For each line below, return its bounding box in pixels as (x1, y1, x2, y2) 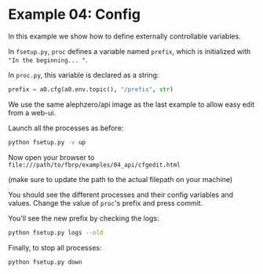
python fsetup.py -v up (8, 138, 86, 146)
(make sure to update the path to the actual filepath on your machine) (8, 174, 233, 184)
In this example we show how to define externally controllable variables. (8, 31, 241, 41)
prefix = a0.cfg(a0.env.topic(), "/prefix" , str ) (8, 85, 174, 93)
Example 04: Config (8, 5, 141, 24)
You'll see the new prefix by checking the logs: (8, 214, 159, 223)
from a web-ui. (8, 108, 57, 117)
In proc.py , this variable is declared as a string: (8, 70, 159, 79)
